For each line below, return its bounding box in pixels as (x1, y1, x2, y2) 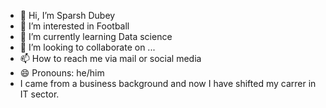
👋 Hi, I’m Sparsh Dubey (19, 10, 116, 21)
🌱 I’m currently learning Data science (19, 31, 173, 42)
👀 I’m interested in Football (19, 20, 130, 32)
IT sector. (19, 88, 60, 100)
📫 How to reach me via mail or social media (19, 53, 202, 64)
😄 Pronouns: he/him (19, 67, 105, 79)
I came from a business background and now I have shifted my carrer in (19, 78, 317, 89)
